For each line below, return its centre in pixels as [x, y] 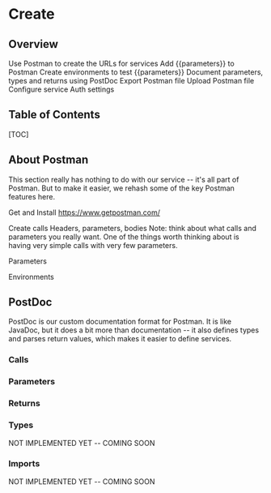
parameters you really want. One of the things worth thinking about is [124, 237]
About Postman [49, 160]
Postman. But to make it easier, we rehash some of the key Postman [121, 188]
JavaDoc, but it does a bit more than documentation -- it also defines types [134, 330]
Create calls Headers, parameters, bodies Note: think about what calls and [132, 228]
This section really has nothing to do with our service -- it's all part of [124, 179]
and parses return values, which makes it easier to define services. [120, 339]
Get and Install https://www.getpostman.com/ [84, 212]
